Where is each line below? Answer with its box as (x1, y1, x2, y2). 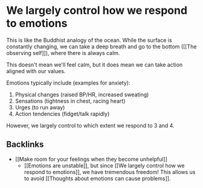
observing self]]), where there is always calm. (6, 49, 120, 56)
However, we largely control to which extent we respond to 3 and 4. (6, 122, 175, 129)
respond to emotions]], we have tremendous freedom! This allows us (24, 168, 196, 175)
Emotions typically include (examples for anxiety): (6, 79, 130, 86)
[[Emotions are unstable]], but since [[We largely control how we (24, 161, 185, 169)
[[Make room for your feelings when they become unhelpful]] (14, 155, 168, 163)
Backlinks (6, 140, 44, 150)
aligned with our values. (6, 67, 66, 74)
